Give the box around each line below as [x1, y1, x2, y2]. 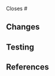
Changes [6, 22, 40, 32]
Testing [6, 42, 35, 52]
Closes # [6, 5, 27, 12]
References [6, 62, 49, 72]
